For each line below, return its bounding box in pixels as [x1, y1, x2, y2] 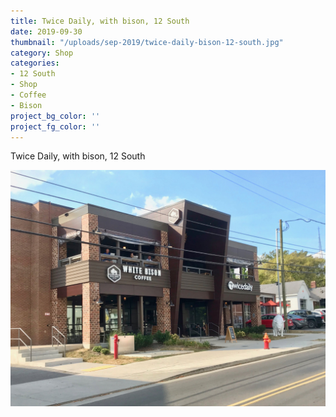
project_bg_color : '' [10, 111, 101, 121]
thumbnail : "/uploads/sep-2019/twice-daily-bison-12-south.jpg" [10, 37, 284, 47]
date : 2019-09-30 [10, 26, 83, 37]
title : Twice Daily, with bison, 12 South [10, 16, 190, 26]
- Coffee [10, 90, 47, 100]
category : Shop [10, 48, 74, 58]
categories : [10, 58, 60, 69]
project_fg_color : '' [10, 121, 101, 132]
